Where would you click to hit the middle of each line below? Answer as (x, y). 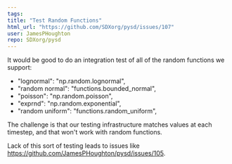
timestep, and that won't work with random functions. (85, 132)
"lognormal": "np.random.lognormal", (71, 81)
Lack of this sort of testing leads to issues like (74, 146)
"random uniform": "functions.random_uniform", (87, 111)
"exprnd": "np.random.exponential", (69, 103)
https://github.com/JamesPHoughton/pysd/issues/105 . (86, 153)
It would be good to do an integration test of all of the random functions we (116, 60)
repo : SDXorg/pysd (34, 40)
